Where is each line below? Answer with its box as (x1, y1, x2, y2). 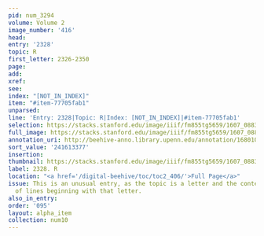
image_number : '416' (8, 26, 76, 34)
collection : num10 (8, 216, 68, 224)
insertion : (8, 150, 44, 158)
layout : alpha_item (8, 209, 72, 217)
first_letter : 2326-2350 (8, 56, 90, 64)
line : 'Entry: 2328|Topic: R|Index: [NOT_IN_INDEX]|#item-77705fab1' (8, 114, 241, 122)
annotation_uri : (8, 135, 61, 144)
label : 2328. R (8, 165, 58, 173)
